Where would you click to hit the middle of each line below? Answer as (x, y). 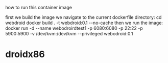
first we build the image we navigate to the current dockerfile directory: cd (83, 17)
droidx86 (25, 55)
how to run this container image (39, 7)
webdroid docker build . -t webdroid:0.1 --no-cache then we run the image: (84, 23)
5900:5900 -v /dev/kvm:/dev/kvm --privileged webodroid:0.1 (69, 34)
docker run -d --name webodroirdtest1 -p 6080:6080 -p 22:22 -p (74, 28)
